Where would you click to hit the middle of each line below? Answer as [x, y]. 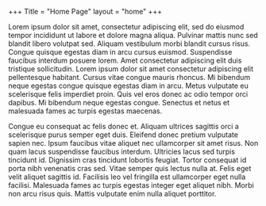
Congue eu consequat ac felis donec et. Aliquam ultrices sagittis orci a [124, 126]
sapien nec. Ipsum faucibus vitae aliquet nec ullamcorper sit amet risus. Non [133, 143]
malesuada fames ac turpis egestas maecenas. [85, 111]
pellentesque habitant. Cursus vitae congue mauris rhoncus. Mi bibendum [129, 77]
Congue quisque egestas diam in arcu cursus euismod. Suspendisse [120, 52]
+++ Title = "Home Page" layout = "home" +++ [85, 11]
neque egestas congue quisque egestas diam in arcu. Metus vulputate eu [128, 86]
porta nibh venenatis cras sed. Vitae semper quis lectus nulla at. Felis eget [130, 168]
